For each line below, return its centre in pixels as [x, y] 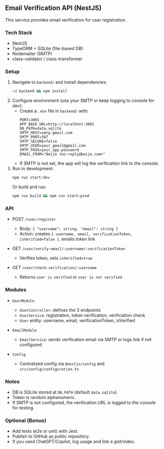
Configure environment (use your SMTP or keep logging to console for [83, 100]
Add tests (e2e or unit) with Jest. [45, 431]
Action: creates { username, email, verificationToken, [76, 234]
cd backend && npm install [40, 91]
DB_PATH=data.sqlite [40, 129]
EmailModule [24, 330]
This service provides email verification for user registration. [66, 20]
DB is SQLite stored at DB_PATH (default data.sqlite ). [65, 392]
